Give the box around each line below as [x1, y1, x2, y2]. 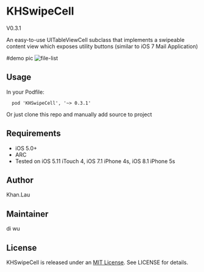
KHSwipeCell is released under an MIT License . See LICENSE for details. [6, 259, 189, 266]
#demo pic [6, 54, 33, 61]
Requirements [6, 128, 61, 139]
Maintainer [6, 209, 49, 219]
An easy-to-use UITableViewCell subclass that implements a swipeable [6, 36, 185, 43]
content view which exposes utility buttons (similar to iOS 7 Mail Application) [6, 43, 199, 50]
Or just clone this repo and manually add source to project [6, 111, 152, 118]
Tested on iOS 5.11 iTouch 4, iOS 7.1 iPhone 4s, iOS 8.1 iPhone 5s [15, 157, 175, 165]
